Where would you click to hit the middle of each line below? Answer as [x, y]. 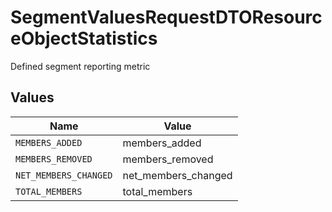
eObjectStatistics [84, 38]
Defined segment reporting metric [80, 66]
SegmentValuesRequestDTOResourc [166, 17]
